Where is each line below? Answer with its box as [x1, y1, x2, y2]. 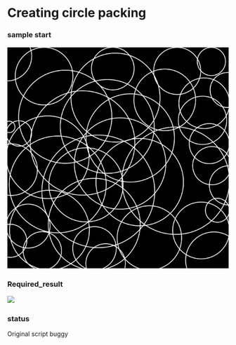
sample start [7, 30, 51, 40]
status [7, 313, 30, 323]
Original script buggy [7, 330, 69, 338]
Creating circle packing [7, 5, 146, 21]
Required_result [7, 279, 63, 289]
